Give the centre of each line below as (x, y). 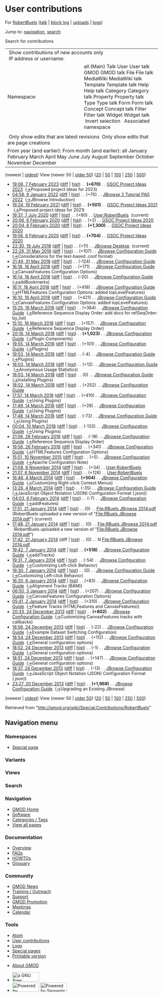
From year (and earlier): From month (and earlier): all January (77, 150)
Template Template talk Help (116, 84)
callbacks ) (22, 622)
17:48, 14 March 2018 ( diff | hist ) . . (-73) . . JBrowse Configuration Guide (85, 416)
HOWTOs (22, 858)
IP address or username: (37, 58)
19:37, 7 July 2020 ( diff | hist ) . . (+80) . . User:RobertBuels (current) (80, 215)
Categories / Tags (30, 820)
